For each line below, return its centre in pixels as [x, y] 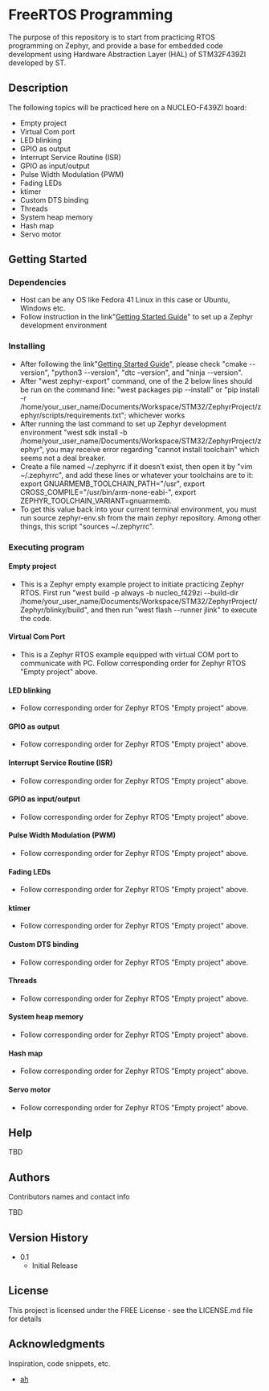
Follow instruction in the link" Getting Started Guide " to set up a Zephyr [137, 317]
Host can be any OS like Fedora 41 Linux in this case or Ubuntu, [125, 300]
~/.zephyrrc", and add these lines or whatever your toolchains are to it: [137, 475]
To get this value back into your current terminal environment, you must [138, 509]
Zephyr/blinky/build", [55, 610]
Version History [48, 1238]
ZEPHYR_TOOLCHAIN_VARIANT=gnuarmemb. [96, 500]
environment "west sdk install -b [73, 432]
